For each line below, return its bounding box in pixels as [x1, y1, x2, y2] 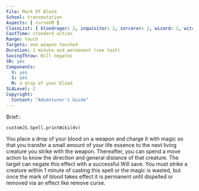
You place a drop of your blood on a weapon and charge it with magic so [6, 135, 184, 142]
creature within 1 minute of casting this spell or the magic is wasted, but [6, 167, 181, 174]
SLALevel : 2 [6, 86, 36, 92]
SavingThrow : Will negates [6, 53, 73, 59]
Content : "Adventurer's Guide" [11, 97, 89, 103]
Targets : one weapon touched [6, 42, 78, 48]
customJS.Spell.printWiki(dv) [6, 125, 81, 130]
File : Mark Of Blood [6, 8, 57, 15]
